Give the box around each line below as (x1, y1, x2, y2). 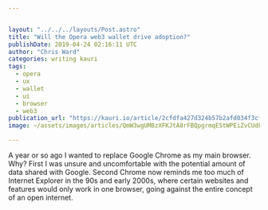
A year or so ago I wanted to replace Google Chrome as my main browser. (8, 150, 251, 160)
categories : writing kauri (8, 55, 98, 64)
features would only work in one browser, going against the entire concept (8, 185, 253, 193)
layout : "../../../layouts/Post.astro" (8, 25, 141, 33)
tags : (8, 63, 26, 71)
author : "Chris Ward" (8, 48, 81, 56)
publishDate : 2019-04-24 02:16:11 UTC (8, 41, 137, 49)
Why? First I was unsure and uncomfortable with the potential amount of (8, 159, 246, 168)
